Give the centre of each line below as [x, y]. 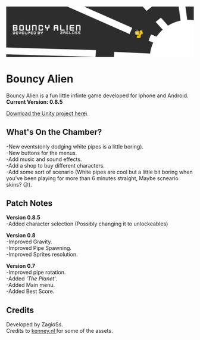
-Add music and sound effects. [44, 159]
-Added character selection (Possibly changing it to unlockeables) [87, 224]
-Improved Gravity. [29, 242]
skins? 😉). [19, 184]
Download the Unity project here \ [47, 113]
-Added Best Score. [30, 291]
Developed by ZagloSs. [35, 324]
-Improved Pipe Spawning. [39, 248]
